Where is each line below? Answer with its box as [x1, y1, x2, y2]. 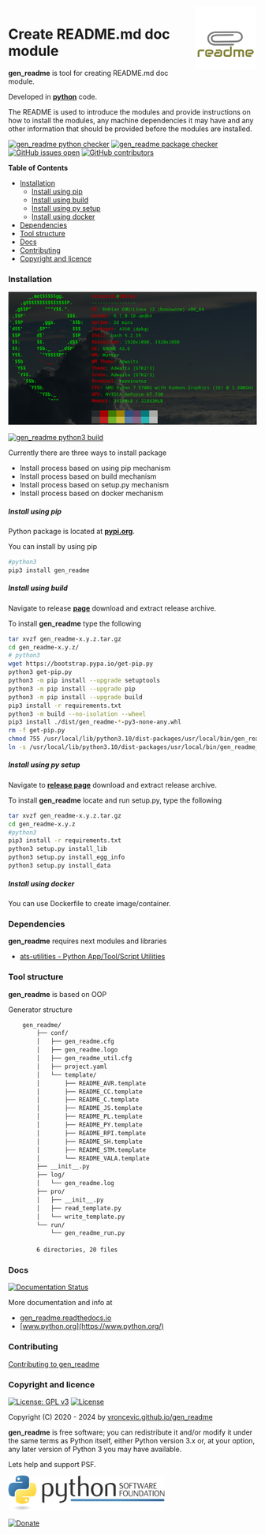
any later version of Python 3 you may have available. [8, 1444, 182, 1454]
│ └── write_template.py [36, 1213, 125, 1221]
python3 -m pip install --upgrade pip [8, 685, 136, 693]
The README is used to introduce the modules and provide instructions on [8, 107, 251, 116]
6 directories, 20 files [36, 1246, 118, 1254]
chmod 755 [8, 735, 41, 743]
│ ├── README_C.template [36, 1096, 140, 1104]
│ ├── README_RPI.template [36, 1129, 147, 1137]
